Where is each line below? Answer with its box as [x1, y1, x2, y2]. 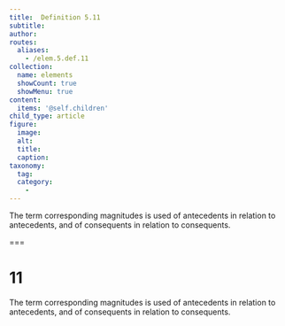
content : [9, 95, 42, 105]
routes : [9, 37, 38, 47]
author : [9, 29, 38, 38]
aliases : [17, 46, 50, 55]
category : [17, 178, 53, 187]
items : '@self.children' [17, 104, 109, 113]
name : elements [17, 71, 73, 80]
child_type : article [9, 112, 86, 120]
